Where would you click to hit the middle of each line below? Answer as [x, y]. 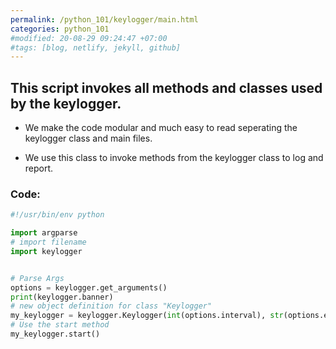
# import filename [48, 242]
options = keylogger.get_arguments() [89, 287]
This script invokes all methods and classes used [166, 87]
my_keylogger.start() [55, 334]
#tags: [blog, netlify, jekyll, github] [96, 47]
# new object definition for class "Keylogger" [111, 306]
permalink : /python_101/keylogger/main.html [104, 19]
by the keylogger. [66, 103]
